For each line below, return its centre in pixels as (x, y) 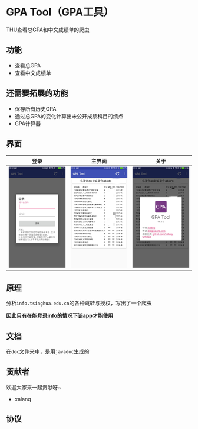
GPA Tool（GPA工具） (60, 12)
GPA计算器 (28, 123)
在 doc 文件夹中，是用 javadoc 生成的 (48, 351)
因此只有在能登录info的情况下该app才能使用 (60, 316)
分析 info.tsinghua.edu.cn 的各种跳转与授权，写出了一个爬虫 (79, 303)
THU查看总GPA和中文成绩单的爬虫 (48, 30)
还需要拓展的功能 (37, 93)
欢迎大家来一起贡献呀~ (34, 387)
